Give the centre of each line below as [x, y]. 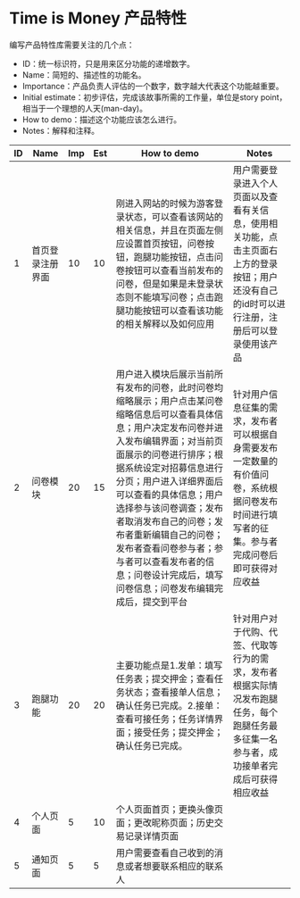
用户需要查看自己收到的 [165, 852]
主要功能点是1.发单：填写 [169, 665]
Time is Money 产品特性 [98, 18]
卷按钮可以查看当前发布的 [170, 270]
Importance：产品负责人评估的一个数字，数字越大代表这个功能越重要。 [153, 86]
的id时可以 [254, 303]
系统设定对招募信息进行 [174, 468]
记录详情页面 [152, 836]
